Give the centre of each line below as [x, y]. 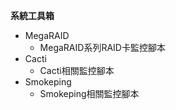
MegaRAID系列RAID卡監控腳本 [102, 47]
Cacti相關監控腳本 [77, 70]
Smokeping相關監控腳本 [89, 93]
